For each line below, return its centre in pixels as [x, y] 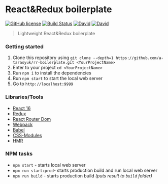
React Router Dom [32, 119]
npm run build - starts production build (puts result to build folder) [82, 176]
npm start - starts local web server [49, 165]
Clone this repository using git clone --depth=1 [63, 58]
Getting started [25, 46]
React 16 [22, 108]
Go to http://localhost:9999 [43, 84]
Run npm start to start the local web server [58, 78]
